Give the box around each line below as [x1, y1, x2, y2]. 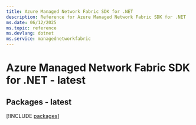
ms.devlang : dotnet [6, 31, 54, 36]
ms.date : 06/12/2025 [6, 19, 57, 25]
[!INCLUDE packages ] [6, 113, 60, 119]
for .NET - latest [6, 74, 86, 87]
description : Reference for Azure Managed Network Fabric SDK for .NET [6, 14, 186, 20]
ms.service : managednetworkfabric [6, 36, 92, 42]
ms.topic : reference [6, 25, 57, 31]
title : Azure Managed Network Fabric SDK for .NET [6, 8, 133, 15]
